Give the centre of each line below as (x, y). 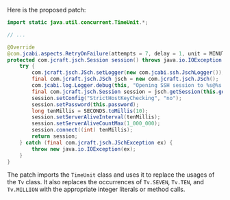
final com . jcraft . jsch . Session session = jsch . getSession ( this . (125, 92)
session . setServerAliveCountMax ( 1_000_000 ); (96, 124)
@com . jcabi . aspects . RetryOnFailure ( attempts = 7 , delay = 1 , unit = (107, 53)
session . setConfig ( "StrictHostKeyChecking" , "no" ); (107, 98)
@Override (21, 47)
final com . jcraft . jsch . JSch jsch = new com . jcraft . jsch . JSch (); (125, 79)
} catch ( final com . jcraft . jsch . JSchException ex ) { (96, 142)
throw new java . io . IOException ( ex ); (84, 149)
